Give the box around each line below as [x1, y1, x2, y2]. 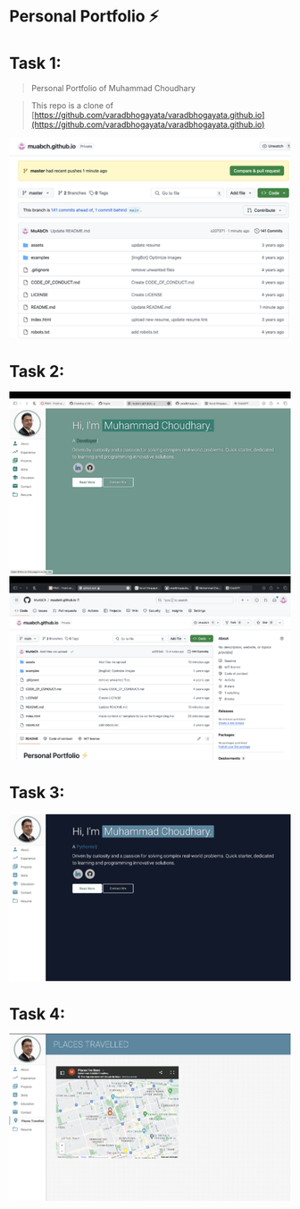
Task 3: [9, 783, 65, 803]
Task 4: [9, 1003, 65, 1024]
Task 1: [9, 54, 62, 73]
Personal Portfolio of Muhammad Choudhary [30, 83, 196, 94]
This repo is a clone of [30, 100, 114, 111]
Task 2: [9, 362, 65, 382]
